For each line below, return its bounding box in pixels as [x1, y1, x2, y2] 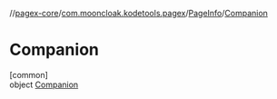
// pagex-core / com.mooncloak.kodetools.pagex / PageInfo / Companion [9, 8, 268, 18]
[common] [9, 69, 48, 80]
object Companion [9, 79, 79, 90]
